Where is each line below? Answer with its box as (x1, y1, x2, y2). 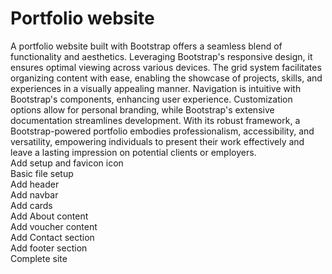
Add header (10, 178, 60, 190)
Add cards (10, 199, 53, 211)
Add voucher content (10, 220, 98, 232)
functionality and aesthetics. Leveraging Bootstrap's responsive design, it (10, 50, 313, 62)
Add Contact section (10, 231, 95, 243)
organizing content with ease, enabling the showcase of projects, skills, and (10, 72, 323, 84)
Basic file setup (10, 167, 74, 179)
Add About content (10, 210, 89, 222)
